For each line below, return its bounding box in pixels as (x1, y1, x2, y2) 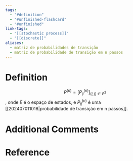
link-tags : (5, 26, 28, 31)
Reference (5, 146, 50, 158)
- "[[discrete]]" (10, 36, 47, 41)
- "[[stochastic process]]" (10, 31, 69, 36)
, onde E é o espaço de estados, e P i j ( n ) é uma (5, 98, 101, 106)
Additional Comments (5, 124, 99, 135)
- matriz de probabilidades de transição (10, 45, 99, 50)
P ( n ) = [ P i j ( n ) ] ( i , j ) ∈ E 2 (64, 88, 106, 96)
